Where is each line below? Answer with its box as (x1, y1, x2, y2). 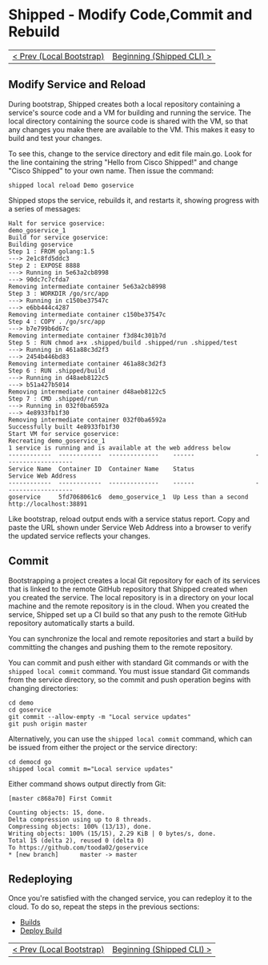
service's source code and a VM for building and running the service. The (8, 107, 252, 117)
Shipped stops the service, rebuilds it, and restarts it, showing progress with (8, 195, 260, 205)
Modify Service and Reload (8, 78, 146, 91)
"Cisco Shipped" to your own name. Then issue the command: (8, 166, 214, 176)
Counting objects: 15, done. (8, 808, 106, 817)
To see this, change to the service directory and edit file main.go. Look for (8, 148, 252, 158)
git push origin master (8, 720, 88, 728)
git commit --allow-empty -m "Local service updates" (8, 713, 192, 721)
